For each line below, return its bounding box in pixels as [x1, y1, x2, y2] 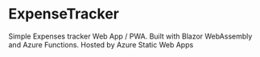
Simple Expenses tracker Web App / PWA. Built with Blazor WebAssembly [8, 31, 253, 41]
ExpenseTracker [8, 5, 119, 23]
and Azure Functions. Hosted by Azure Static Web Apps [8, 39, 194, 49]
